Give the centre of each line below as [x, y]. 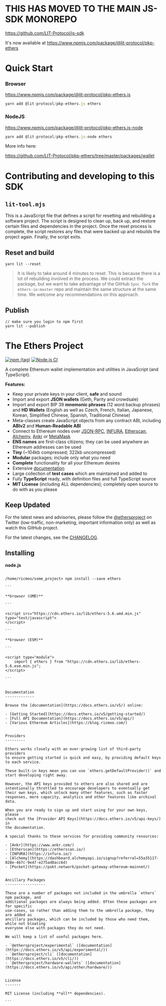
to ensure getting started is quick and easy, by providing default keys [83, 757]
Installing [20, 553]
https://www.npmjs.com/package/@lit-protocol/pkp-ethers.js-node [74, 127]
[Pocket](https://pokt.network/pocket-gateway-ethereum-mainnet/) [80, 867]
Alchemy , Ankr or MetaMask [41, 437]
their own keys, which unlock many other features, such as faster [77, 792]
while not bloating [25, 924]
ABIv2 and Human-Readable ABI [46, 426]
